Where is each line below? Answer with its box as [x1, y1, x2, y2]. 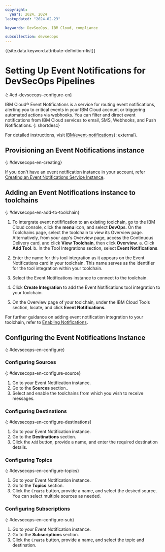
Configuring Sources [5, 359, 57, 366]
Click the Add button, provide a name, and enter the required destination [12, 439, 158, 445]
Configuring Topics [5, 457, 53, 464]
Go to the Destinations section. [12, 434, 76, 440]
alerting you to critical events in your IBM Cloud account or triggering [5, 107, 146, 113]
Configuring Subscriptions [5, 506, 70, 513]
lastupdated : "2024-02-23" [5, 16, 61, 21]
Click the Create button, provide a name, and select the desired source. [12, 488, 157, 494]
